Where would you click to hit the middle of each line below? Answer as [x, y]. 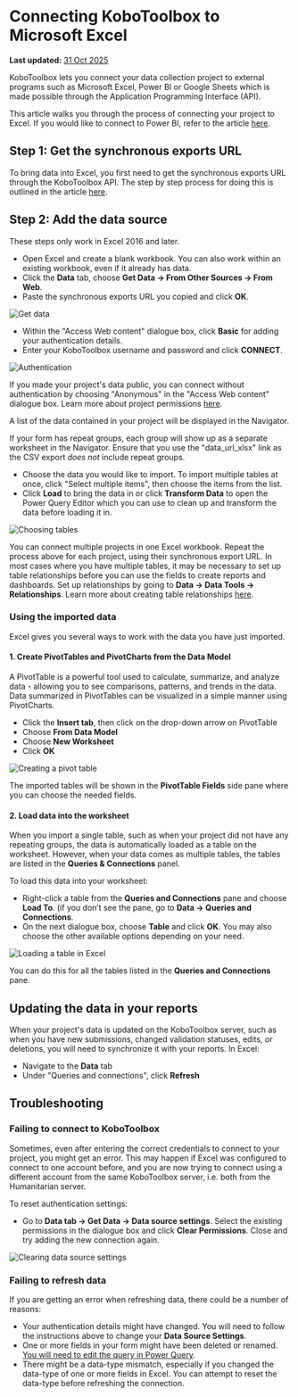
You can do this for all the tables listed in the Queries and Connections [140, 971]
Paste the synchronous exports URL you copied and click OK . [136, 296]
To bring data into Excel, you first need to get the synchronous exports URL [148, 172]
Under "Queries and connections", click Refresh [111, 1076]
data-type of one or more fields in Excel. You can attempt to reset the [149, 1374]
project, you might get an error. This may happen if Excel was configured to [148, 1158]
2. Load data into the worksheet [69, 815]
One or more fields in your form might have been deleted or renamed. [150, 1345]
